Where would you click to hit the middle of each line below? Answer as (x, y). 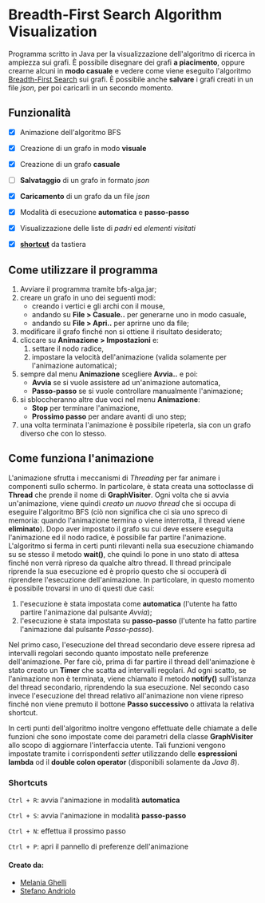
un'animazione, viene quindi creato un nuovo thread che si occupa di (122, 503)
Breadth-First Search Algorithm (115, 15)
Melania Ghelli (43, 883)
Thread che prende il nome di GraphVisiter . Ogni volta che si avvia (119, 495)
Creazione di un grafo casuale (70, 164)
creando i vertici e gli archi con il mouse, (98, 306)
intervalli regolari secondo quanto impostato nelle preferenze (109, 653)
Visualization (53, 32)
